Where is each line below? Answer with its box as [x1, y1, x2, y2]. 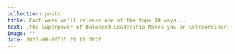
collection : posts [7, 10, 61, 18]
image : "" [7, 29, 36, 37]
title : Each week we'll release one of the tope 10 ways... [7, 17, 187, 24]
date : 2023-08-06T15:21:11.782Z [7, 36, 101, 43]
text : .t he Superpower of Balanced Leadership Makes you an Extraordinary [7, 23, 230, 30]
